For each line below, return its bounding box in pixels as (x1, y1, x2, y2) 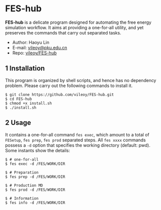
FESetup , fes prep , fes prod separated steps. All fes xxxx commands (5, 137, 146, 143)
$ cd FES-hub (5, 96, 32, 101)
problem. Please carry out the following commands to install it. (5, 83, 133, 88)
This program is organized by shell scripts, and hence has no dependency (5, 77, 157, 83)
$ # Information (5, 196, 39, 201)
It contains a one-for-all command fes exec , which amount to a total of (5, 131, 150, 137)
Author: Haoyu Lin (12, 39, 50, 45)
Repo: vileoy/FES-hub (12, 50, 57, 56)
